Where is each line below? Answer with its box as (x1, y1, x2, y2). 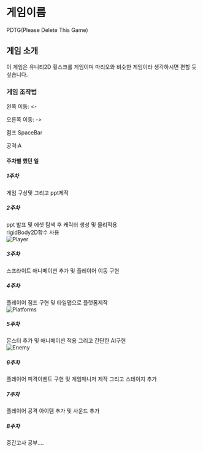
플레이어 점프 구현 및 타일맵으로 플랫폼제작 (6, 298, 109, 306)
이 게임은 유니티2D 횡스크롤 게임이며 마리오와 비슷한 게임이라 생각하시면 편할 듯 (6, 63, 197, 71)
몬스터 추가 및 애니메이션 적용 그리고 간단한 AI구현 (6, 337, 126, 345)
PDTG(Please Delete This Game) (6, 26, 88, 34)
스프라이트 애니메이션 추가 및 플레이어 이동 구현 (6, 267, 120, 274)
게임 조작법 (6, 87, 37, 96)
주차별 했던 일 (6, 157, 39, 165)
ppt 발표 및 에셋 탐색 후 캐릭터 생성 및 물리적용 (6, 220, 118, 228)
